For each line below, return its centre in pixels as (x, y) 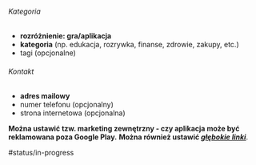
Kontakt (21, 71)
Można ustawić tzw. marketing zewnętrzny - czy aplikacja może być (124, 129)
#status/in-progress (41, 153)
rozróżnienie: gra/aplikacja (66, 36)
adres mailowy (45, 96)
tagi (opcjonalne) (48, 53)
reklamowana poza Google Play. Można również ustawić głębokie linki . (128, 137)
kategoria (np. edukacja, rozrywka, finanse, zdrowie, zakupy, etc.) (130, 45)
